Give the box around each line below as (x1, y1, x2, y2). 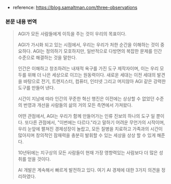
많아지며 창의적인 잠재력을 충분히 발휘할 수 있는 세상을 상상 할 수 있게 (17, 132, 156, 138)
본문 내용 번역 (5, 18, 37, 25)
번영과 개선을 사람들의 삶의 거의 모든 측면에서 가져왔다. (23, 102, 133, 108)
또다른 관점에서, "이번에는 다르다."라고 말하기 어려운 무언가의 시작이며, (25, 119, 165, 125)
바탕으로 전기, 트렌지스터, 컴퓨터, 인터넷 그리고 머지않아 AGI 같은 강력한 (23, 78, 166, 84)
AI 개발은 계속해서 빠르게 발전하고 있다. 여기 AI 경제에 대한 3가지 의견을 (17, 167, 160, 173)
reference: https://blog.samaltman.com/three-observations (12, 5, 138, 10)
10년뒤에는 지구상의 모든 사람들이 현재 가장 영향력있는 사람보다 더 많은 (17, 150, 158, 156)
